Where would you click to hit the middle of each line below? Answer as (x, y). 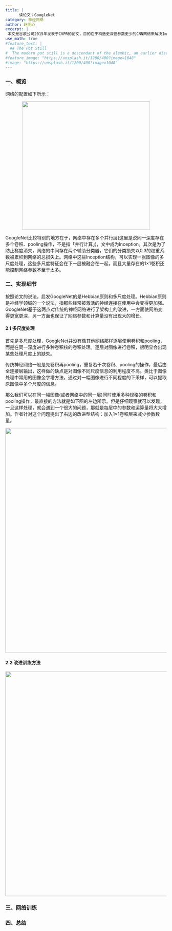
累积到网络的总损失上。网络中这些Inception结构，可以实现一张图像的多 (89, 257)
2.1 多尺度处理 (20, 328)
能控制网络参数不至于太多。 (35, 270)
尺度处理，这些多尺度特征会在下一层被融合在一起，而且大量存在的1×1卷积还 (85, 263)
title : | (15, 10)
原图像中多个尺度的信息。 (32, 384)
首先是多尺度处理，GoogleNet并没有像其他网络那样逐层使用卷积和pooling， (85, 341)
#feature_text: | (24, 44)
